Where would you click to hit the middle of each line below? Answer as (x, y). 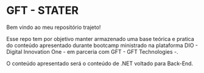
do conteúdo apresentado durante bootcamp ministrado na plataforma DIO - (102, 45)
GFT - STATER (43, 11)
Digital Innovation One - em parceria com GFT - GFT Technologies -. (92, 51)
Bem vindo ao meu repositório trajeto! (54, 27)
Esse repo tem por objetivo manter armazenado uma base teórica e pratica (100, 39)
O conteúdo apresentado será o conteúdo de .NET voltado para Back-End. (100, 63)
